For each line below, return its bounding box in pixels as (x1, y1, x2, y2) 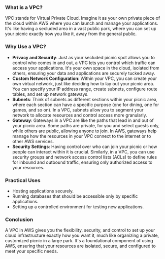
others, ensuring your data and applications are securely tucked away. (12, 70, 155, 76)
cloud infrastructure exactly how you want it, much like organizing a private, (5, 232, 159, 238)
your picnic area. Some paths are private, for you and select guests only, (12, 122, 160, 128)
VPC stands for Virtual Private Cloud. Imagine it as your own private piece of (5, 15, 160, 21)
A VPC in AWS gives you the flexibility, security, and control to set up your (5, 227, 155, 233)
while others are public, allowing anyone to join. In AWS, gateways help (12, 128, 157, 134)
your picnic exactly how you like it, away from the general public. (5, 31, 137, 37)
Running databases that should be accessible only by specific (12, 193, 138, 199)
